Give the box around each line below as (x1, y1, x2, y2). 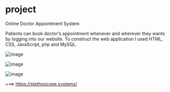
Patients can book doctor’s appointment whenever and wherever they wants (5, 30, 165, 36)
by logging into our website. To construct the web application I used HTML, (5, 36, 163, 42)
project (5, 4, 37, 15)
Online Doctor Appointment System (5, 20, 80, 27)
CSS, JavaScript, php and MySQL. (5, 41, 77, 47)
